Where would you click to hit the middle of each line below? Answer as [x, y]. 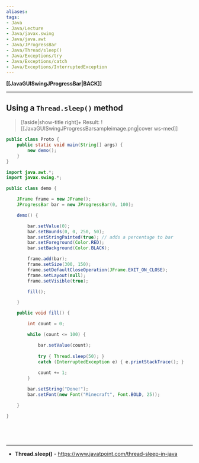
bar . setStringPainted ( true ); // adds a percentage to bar [100, 237]
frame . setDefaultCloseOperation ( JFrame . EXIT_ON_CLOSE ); [98, 270]
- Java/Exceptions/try [34, 56]
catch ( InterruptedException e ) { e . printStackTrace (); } [111, 362]
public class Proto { [33, 139]
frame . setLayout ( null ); [57, 275]
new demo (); [42, 150]
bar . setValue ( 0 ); [49, 226]
